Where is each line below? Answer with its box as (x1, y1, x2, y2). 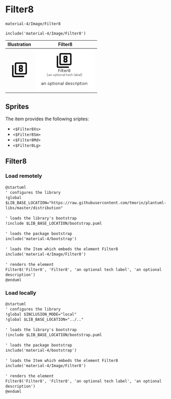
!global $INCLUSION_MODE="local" (5, 312, 77, 317)
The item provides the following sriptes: (5, 116, 89, 122)
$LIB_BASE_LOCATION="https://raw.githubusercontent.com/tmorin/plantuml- (5, 200, 167, 205)
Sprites (5, 102, 29, 111)
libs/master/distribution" (5, 205, 63, 210)
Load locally (5, 289, 36, 296)
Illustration (7, 41, 32, 47)
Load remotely (5, 172, 43, 179)
